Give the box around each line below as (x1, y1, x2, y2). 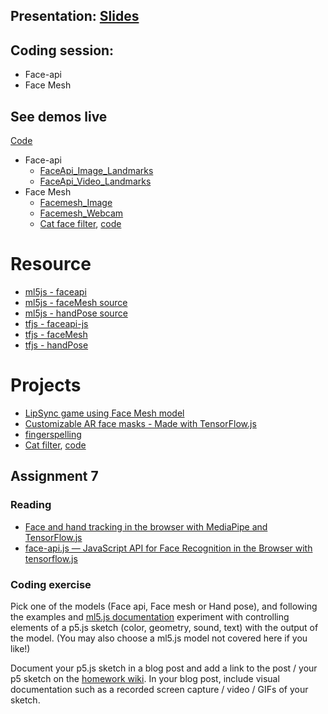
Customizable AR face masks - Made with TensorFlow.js (24, 417, 257, 429)
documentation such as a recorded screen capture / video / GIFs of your (10, 683, 309, 695)
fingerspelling (24, 428, 82, 440)
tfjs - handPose (24, 339, 89, 351)
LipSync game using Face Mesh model (24, 407, 185, 419)
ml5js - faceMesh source (24, 296, 128, 308)
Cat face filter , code (39, 218, 122, 230)
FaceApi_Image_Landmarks (39, 165, 154, 177)
